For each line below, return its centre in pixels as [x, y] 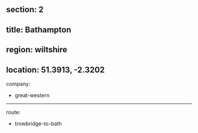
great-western [32, 95]
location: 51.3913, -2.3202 [55, 70]
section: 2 [25, 10]
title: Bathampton [39, 30]
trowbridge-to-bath [38, 124]
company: [18, 84]
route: [13, 112]
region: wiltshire [37, 50]
